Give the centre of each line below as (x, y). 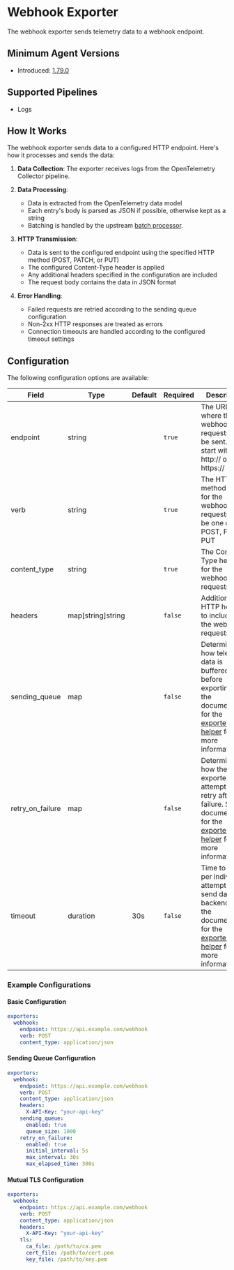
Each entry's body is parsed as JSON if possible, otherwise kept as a (127, 211)
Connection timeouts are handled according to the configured (116, 332)
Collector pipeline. (44, 176)
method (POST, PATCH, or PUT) (73, 260)
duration (81, 916)
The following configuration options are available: (78, 378)
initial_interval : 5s (57, 1151)
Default (145, 395)
